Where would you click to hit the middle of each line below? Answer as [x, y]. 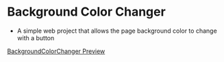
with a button [36, 37]
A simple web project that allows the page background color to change [117, 31]
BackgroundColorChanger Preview [56, 51]
